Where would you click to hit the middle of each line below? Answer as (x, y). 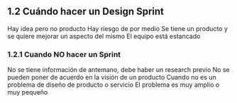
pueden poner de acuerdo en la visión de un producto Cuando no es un (112, 78)
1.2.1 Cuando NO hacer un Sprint (64, 54)
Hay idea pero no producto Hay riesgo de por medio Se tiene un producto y (118, 28)
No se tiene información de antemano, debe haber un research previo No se (118, 70)
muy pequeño (28, 92)
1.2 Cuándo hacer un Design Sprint (86, 12)
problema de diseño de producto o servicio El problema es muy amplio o (114, 85)
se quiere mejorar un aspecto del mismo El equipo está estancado (104, 36)
